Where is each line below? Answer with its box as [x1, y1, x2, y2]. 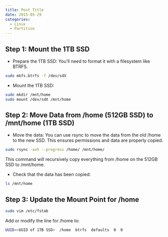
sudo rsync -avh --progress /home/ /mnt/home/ [5, 147, 105, 152]
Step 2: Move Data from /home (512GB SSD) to [5, 110, 154, 119]
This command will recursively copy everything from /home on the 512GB [5, 156, 158, 162]
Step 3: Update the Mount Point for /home [5, 195, 139, 204]
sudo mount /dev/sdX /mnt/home [5, 97, 71, 102]
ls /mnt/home [5, 181, 33, 187]
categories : [5, 17, 30, 22]
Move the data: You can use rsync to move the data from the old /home [12, 132, 161, 138]
